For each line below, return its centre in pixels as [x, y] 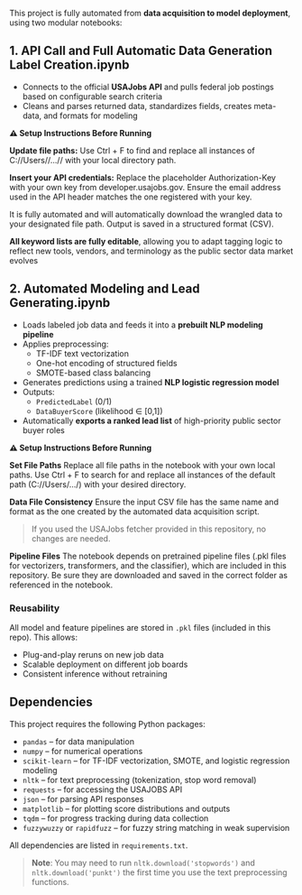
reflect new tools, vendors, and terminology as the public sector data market [151, 251]
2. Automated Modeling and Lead [105, 289]
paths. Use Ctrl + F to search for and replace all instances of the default [142, 475]
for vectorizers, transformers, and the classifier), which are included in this [148, 565]
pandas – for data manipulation [78, 741]
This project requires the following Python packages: [107, 724]
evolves [24, 260]
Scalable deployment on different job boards [105, 664]
